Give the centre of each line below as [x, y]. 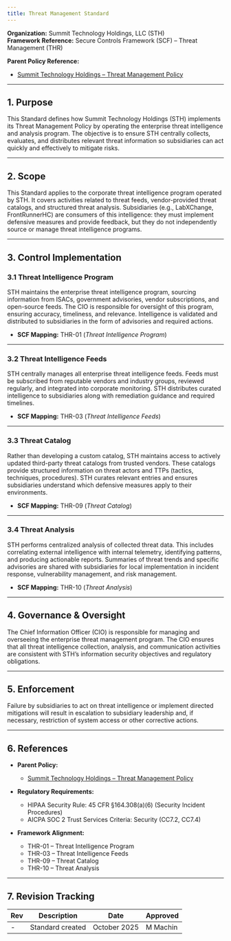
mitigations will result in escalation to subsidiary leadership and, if [100, 713]
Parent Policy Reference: [43, 61]
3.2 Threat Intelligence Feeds [57, 358]
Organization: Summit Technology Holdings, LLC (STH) [86, 33]
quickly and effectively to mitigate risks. [64, 148]
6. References [38, 748]
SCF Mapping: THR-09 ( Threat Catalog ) [75, 506]
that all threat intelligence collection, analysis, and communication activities [114, 647]
